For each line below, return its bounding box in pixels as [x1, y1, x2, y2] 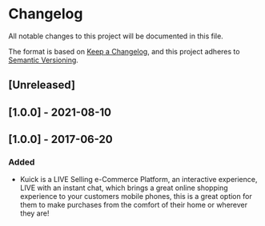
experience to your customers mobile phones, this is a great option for [19, 192, 252, 201]
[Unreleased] [8, 78, 76, 92]
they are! [19, 208, 50, 218]
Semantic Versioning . [8, 55, 78, 65]
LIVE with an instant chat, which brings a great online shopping [19, 183, 228, 192]
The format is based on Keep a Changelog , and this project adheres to [8, 46, 240, 56]
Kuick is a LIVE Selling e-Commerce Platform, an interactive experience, [19, 175, 258, 184]
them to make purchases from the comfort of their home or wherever [19, 200, 248, 210]
